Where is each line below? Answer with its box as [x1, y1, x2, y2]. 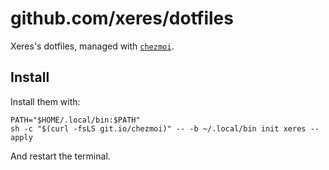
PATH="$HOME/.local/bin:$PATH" [10, 115, 141, 125]
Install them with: [10, 95, 81, 107]
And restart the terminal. [10, 150, 111, 162]
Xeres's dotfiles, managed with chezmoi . [10, 40, 175, 52]
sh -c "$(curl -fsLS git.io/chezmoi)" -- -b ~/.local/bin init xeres [10, 123, 307, 134]
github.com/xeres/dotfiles [10, 7, 234, 30]
